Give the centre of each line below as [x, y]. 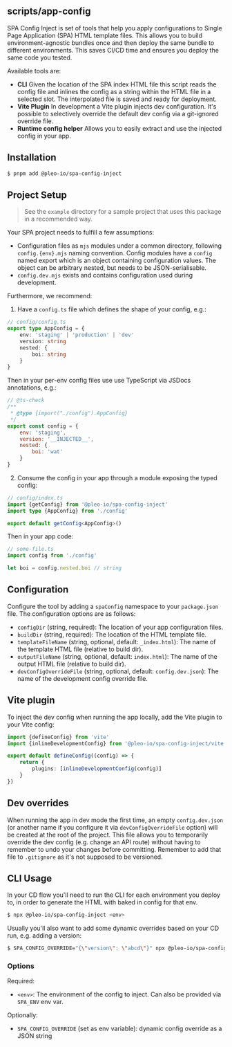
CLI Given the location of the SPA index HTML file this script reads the [117, 84]
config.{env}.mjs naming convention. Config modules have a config [115, 253]
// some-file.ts [30, 549]
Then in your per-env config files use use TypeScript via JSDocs [99, 381]
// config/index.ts [35, 498]
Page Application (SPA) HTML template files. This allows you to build [105, 35]
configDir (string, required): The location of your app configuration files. [120, 627]
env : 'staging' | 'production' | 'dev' [77, 335]
